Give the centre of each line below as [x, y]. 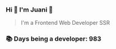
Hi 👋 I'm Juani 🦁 [29, 10]
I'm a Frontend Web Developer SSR [65, 23]
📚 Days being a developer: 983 [54, 39]
